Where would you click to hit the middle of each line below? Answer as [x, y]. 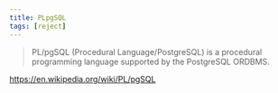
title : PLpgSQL [38, 18]
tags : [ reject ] [38, 26]
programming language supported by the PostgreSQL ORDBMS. [151, 61]
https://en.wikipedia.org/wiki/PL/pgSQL [83, 79]
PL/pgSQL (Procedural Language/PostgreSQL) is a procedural [147, 51]
